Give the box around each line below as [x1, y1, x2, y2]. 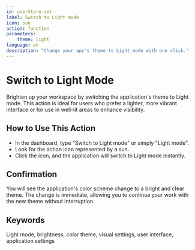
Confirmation [6, 169, 58, 179]
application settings [6, 237, 55, 245]
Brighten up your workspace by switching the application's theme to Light [6, 93, 189, 100]
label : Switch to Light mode [6, 14, 79, 20]
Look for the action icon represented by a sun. [14, 145, 130, 153]
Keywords [6, 215, 45, 225]
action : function [6, 25, 50, 32]
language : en [6, 42, 39, 48]
